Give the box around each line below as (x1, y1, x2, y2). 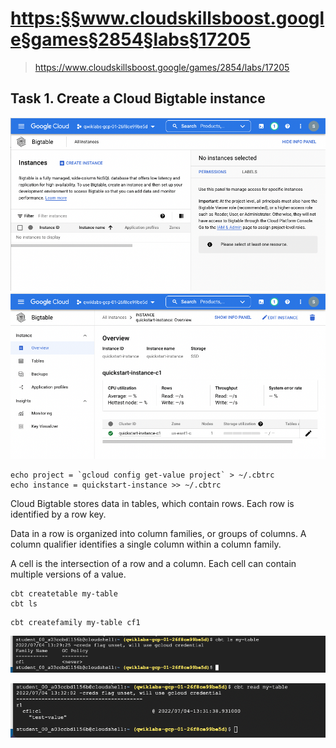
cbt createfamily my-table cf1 (10, 618, 141, 628)
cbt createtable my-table (10, 589, 118, 599)
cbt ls (10, 599, 38, 609)
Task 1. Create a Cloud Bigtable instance (10, 90, 266, 107)
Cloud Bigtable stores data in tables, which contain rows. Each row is (10, 498, 295, 510)
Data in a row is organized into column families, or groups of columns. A (10, 528, 307, 540)
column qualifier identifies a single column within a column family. (10, 538, 282, 551)
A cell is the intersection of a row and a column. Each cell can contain (10, 558, 297, 570)
